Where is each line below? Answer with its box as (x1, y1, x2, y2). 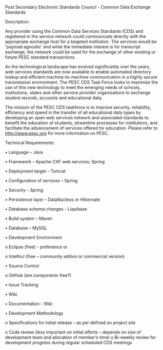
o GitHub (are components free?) (5, 272, 72, 278)
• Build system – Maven (5, 216, 53, 221)
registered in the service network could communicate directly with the (5, 34, 146, 39)
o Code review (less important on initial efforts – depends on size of (5, 329, 142, 335)
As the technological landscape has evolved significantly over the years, (5, 64, 151, 69)
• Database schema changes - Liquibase (5, 206, 87, 212)
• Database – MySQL (5, 225, 47, 231)
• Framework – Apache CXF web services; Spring (5, 159, 105, 164)
